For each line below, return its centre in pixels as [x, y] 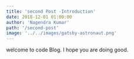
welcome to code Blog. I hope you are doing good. [67, 50]
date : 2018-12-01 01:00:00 [39, 17]
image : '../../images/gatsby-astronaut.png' [61, 33]
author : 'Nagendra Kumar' [38, 22]
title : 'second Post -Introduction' [51, 11]
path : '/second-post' [33, 28]
